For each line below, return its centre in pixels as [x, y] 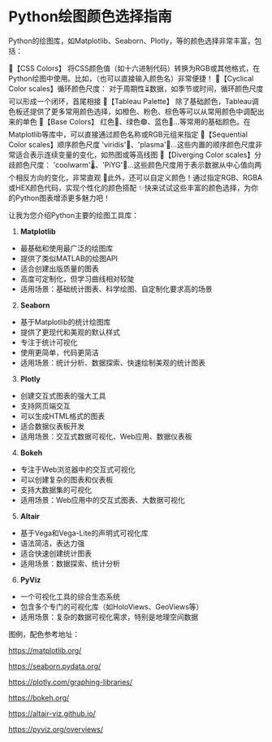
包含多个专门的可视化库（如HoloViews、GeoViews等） [112, 606]
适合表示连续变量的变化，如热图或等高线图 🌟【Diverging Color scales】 [135, 155]
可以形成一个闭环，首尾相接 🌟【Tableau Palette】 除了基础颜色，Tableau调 [134, 101]
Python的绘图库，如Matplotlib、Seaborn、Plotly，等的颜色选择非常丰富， [132, 41]
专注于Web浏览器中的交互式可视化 [78, 469]
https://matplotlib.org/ [45, 650]
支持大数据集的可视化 [56, 490]
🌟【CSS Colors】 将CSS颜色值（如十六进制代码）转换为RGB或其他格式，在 [134, 68]
